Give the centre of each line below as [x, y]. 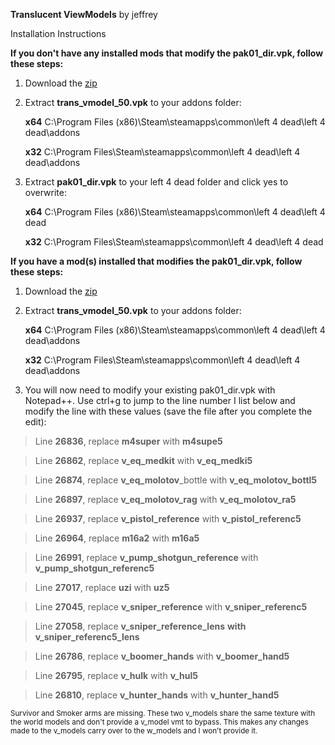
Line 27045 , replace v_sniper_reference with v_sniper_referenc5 [171, 607]
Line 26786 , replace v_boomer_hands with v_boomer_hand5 [162, 656]
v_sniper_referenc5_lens [87, 637]
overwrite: [45, 192]
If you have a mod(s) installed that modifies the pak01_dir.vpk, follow [156, 261]
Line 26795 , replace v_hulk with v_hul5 [116, 675]
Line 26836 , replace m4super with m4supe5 [128, 441]
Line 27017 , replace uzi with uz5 [102, 587]
